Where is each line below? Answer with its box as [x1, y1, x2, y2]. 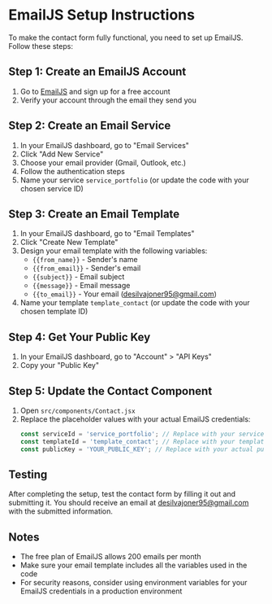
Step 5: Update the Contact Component [8, 384, 213, 398]
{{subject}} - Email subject [32, 272, 125, 282]
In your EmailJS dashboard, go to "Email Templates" [19, 229, 195, 239]
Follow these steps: [8, 41, 73, 50]
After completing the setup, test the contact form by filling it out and [8, 489, 236, 499]
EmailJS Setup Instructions [8, 6, 195, 24]
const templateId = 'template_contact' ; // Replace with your [19, 437, 235, 445]
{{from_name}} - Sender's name [32, 255, 138, 265]
